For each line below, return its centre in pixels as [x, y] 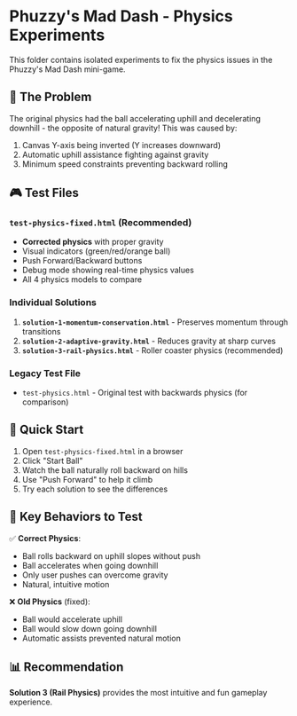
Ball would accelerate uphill [72, 619]
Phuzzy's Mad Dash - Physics [121, 16]
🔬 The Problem [51, 97]
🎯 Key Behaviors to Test [76, 517]
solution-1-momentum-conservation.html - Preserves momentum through [155, 322]
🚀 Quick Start [47, 430]
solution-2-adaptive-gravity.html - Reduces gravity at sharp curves [149, 341]
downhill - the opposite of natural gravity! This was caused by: [123, 128]
